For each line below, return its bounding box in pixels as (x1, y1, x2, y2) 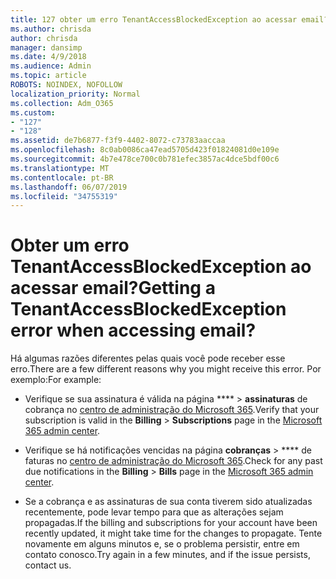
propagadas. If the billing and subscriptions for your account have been (24, 517, 318, 529)
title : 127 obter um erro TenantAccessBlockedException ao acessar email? (10, 14, 329, 25)
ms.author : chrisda (10, 24, 92, 34)
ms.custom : (10, 107, 56, 118)
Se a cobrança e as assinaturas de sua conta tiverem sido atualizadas (24, 496, 313, 508)
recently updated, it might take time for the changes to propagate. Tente (24, 527, 323, 540)
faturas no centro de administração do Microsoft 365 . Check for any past (24, 455, 323, 467)
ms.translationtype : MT (10, 163, 110, 173)
